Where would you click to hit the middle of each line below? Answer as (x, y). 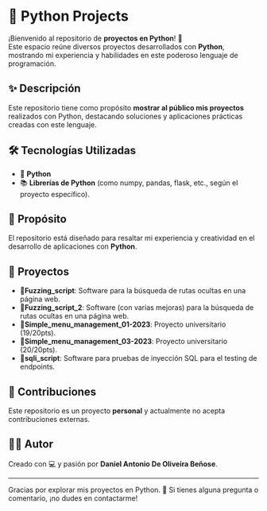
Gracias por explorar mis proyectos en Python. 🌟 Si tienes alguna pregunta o (133, 490)
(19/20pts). (38, 333)
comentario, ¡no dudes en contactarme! (73, 498)
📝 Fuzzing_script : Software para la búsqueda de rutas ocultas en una (133, 291)
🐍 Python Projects (68, 16)
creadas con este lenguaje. (52, 124)
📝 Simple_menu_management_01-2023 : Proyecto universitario (123, 324)
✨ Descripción (44, 89)
